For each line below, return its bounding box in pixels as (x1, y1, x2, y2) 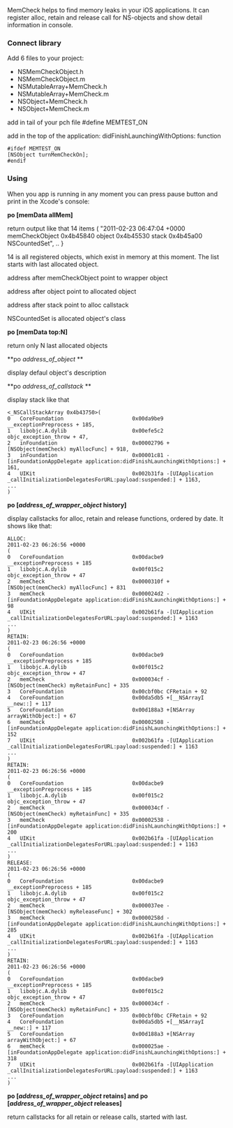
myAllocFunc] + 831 (69, 584, 127, 591)
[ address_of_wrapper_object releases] (7, 1099, 122, 1107)
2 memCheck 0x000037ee (7, 902, 164, 909)
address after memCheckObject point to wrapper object (7, 273, 168, 282)
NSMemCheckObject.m (17, 75, 86, 83)
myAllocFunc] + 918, (69, 445, 130, 453)
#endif (7, 157, 27, 165)
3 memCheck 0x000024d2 (7, 590, 164, 597)
